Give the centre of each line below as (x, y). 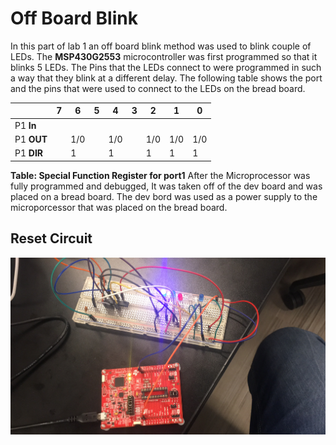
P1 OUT (31, 139)
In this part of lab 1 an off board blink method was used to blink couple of (161, 46)
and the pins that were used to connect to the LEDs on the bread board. (158, 88)
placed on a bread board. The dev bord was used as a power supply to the (164, 196)
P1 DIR (29, 153)
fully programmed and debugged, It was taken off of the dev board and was (166, 186)
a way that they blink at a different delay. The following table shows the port (166, 78)
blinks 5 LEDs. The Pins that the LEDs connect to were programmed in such (166, 67)
